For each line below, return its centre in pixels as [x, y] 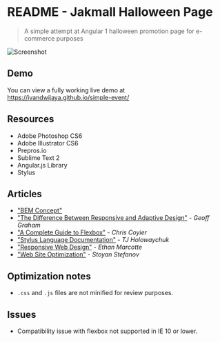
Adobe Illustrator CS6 [48, 143]
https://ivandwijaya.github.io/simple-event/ [68, 97]
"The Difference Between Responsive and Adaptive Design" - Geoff [113, 218]
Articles [25, 194]
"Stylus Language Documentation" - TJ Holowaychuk [93, 240]
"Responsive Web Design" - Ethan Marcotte [80, 247]
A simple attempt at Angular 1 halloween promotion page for [109, 31]
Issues [22, 314]
